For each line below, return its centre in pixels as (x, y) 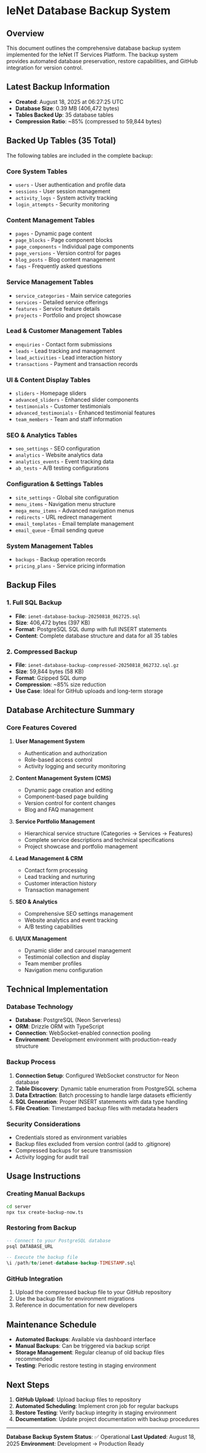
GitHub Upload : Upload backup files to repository (78, 1400)
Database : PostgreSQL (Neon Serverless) (68, 1020)
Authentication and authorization (66, 753)
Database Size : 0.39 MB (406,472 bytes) (67, 108)
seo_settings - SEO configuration (57, 448)
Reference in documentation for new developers (76, 1305)
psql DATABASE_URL (30, 1246)
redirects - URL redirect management (63, 517)
